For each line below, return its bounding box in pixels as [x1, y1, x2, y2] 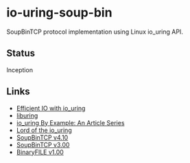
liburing [16, 111, 38, 120]
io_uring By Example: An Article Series [16, 118, 125, 127]
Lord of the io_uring [16, 126, 73, 134]
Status [6, 47, 36, 59]
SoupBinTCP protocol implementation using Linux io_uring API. [6, 28, 183, 36]
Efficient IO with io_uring [16, 104, 86, 112]
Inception [6, 65, 34, 74]
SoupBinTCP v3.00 [16, 140, 70, 149]
